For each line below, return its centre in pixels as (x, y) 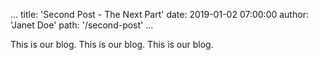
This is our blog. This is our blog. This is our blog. (112, 44)
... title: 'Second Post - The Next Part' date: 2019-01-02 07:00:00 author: (159, 14)
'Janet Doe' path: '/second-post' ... (82, 25)
